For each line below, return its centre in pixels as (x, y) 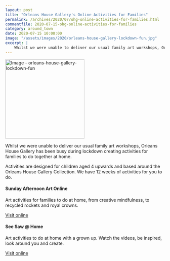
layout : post (19, 10)
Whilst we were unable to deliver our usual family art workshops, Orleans (81, 145)
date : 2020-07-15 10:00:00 (34, 33)
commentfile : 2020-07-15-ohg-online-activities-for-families (71, 24)
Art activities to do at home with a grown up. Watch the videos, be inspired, (83, 238)
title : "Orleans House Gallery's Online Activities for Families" (77, 15)
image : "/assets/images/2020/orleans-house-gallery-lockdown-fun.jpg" (81, 39)
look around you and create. (35, 243)
